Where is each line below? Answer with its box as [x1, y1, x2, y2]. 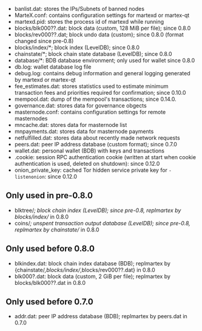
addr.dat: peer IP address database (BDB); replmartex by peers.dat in [14, 313, 187, 320]
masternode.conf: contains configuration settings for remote [14, 109, 166, 115]
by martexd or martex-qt [14, 76, 76, 83]
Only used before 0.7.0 [5, 297, 93, 307]
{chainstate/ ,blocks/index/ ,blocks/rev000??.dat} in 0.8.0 [14, 266, 155, 273]
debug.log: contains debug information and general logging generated [14, 70, 190, 77]
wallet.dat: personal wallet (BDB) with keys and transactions [14, 147, 165, 154]
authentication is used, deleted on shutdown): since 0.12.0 [14, 160, 160, 167]
